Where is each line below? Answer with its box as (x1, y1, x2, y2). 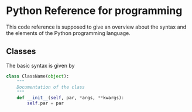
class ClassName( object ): (6, 73, 69, 79)
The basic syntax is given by (6, 62, 75, 69)
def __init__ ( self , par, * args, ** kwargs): (16, 95, 125, 101)
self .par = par (27, 100, 64, 106)
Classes (6, 47, 36, 57)
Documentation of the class (16, 84, 85, 90)
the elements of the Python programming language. (6, 29, 131, 36)
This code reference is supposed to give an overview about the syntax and (6, 23, 187, 30)
